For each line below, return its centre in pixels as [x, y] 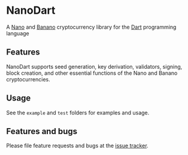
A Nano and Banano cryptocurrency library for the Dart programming [91, 27]
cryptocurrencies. [28, 79]
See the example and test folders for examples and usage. [78, 113]
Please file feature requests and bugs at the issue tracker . [77, 146]
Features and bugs [42, 131]
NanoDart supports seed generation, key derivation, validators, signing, [94, 66]
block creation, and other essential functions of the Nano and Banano [92, 73]
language [18, 33]
